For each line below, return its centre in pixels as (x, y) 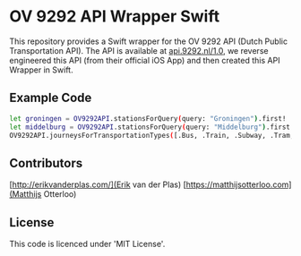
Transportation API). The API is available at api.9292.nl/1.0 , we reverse (139, 50)
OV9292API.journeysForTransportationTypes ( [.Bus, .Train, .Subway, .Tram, (152, 135)
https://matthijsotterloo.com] (239, 184)
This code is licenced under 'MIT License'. (87, 244)
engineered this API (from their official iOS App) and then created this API (145, 60)
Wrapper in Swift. (41, 70)
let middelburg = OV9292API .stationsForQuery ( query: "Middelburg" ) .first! (152, 127)
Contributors (46, 163)
